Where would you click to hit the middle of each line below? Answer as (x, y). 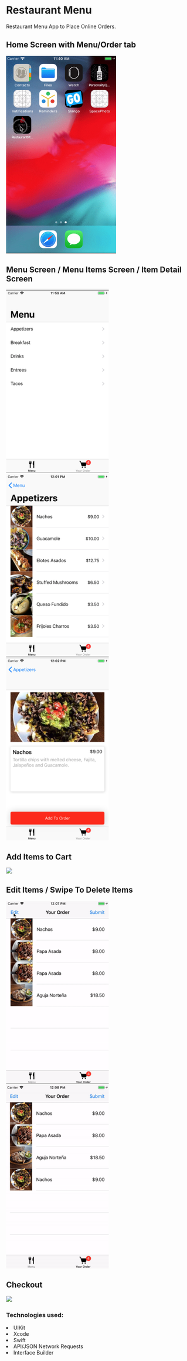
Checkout (24, 1285)
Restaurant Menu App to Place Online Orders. (61, 26)
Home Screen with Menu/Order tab (71, 45)
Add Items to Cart (39, 857)
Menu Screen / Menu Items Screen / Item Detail (94, 270)
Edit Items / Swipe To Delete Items (69, 890)
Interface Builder (34, 1352)
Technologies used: (35, 1315)
